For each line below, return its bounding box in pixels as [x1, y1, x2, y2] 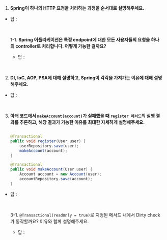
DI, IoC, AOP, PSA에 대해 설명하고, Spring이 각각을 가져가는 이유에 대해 [10, 75, 153, 81]
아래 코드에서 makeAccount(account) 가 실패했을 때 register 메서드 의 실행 [10, 113, 155, 119]
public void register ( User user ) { [10, 138, 86, 144]
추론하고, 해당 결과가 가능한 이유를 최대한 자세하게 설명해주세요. [19, 119, 145, 125]
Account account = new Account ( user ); [19, 171, 102, 177]
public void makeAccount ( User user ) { [10, 167, 93, 172]
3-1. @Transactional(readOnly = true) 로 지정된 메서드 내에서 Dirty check [10, 212, 160, 218]
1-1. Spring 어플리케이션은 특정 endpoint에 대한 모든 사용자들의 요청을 [10, 37, 150, 42]
